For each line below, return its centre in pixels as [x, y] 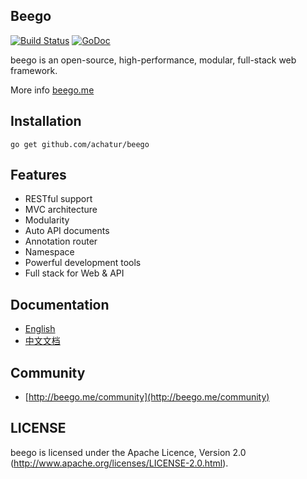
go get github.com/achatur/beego [80, 144]
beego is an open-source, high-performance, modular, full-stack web [153, 60]
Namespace [49, 252]
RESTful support [58, 199]
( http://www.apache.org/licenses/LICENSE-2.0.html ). [119, 463]
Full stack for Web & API [74, 273]
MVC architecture [61, 210]
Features [38, 175]
